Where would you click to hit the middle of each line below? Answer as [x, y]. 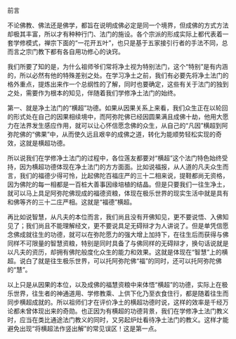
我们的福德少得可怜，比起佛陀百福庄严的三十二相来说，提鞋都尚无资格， [124, 175]
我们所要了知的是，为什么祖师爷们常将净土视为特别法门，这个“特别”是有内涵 [118, 66]
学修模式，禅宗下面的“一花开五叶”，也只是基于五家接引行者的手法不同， [118, 43]
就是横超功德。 [47, 143]
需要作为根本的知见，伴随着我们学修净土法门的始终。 [103, 93]
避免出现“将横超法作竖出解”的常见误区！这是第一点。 [84, 328]
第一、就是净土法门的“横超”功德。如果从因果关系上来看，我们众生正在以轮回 [118, 108]
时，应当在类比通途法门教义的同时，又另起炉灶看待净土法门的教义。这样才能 [118, 320]
